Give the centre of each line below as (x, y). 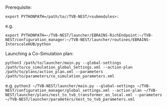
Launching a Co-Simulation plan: (39, 53)
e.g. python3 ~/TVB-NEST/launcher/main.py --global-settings (70, 85)
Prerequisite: (19, 7)
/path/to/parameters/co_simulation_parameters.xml (60, 76)
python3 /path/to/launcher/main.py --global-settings (63, 63)
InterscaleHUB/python (28, 44)
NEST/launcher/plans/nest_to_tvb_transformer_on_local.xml (69, 95)
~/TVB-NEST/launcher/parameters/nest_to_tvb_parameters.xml (70, 99)
